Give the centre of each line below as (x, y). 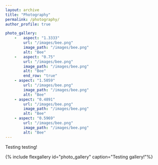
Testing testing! (21, 147)
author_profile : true (28, 24)
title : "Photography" (28, 15)
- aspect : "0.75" (35, 57)
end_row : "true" (40, 76)
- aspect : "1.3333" (37, 38)
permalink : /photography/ (32, 19)
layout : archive (22, 10)
